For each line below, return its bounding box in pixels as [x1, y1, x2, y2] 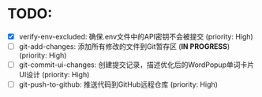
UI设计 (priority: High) [18, 70, 90, 80]
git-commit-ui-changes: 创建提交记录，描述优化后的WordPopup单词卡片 [18, 60, 254, 69]
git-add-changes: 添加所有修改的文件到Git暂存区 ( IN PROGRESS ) [18, 42, 230, 51]
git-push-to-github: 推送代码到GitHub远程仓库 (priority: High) [18, 80, 219, 89]
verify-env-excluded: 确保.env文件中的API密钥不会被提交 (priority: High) [18, 32, 253, 41]
